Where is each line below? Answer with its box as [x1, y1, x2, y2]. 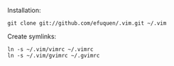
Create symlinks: [7, 32, 57, 40]
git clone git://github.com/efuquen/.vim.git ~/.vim [7, 20, 167, 27]
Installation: [7, 6, 41, 14]
